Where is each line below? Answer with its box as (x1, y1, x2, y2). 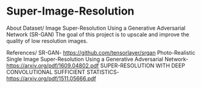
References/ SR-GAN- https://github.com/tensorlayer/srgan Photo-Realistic (6, 49, 196, 56)
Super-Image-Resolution (6, 4, 135, 18)
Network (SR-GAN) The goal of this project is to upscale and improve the (6, 30, 189, 38)
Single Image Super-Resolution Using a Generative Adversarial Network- (6, 55, 189, 63)
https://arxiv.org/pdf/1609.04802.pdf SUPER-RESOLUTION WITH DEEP (6, 62, 186, 69)
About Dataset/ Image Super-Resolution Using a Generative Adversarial (6, 24, 186, 32)
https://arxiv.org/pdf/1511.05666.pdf (6, 75, 96, 82)
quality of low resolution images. (6, 37, 88, 44)
